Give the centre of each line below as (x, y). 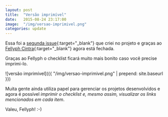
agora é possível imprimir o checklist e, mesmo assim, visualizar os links (81, 94)
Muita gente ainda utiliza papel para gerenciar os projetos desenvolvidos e (83, 89)
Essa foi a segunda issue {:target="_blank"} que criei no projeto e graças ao (84, 43)
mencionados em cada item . (35, 100)
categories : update (26, 29)
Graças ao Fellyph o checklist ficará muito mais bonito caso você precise (81, 58)
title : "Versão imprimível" (36, 15)
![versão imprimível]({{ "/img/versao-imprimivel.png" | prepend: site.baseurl (84, 73)
